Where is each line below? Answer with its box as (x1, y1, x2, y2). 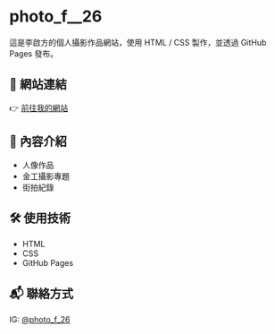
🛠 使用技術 (9, 210, 71, 226)
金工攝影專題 (21, 170, 70, 181)
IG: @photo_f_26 (9, 314, 71, 325)
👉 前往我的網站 (9, 102, 69, 113)
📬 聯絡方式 (9, 286, 74, 301)
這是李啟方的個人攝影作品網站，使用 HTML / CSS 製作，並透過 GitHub (9, 37, 267, 47)
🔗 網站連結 (9, 77, 67, 92)
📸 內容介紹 (9, 134, 67, 150)
